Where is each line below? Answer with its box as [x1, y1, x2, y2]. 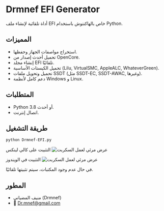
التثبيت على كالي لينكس [6, 146, 51, 153]
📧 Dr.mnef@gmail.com [13, 200, 61, 206]
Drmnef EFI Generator [6, 4, 100, 15]
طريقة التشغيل [6, 124, 48, 133]
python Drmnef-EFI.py [6, 137, 52, 143]
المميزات [6, 35, 32, 44]
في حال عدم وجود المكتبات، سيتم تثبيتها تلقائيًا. [6, 166, 93, 172]
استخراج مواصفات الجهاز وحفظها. [13, 48, 77, 54]
